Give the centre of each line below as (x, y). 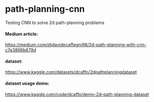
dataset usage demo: (27, 83)
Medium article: (22, 34)
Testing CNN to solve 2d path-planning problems (55, 23)
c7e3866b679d (21, 50)
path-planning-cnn (45, 9)
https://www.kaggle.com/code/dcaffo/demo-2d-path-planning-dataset (77, 94)
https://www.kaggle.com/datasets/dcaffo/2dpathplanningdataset (71, 72)
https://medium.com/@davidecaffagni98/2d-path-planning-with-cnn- (76, 45)
